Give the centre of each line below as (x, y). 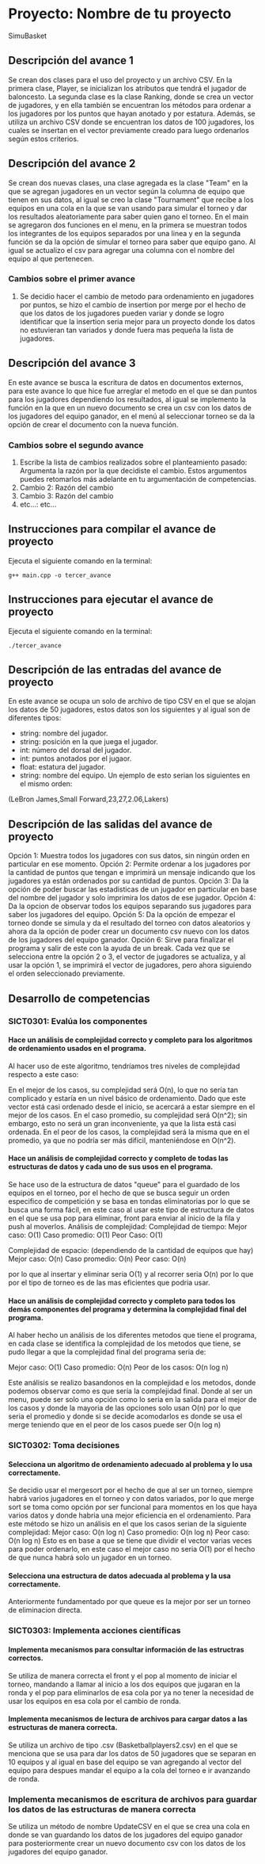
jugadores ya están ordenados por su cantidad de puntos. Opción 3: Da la (129, 881)
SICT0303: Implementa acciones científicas (95, 1631)
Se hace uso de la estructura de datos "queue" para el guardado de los (124, 1184)
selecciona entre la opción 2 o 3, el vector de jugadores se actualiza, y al (127, 957)
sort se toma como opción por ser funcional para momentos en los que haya (133, 1507)
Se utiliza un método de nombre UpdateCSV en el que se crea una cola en (129, 1827)
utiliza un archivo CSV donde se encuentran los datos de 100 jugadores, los (131, 122)
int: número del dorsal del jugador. (76, 751)
